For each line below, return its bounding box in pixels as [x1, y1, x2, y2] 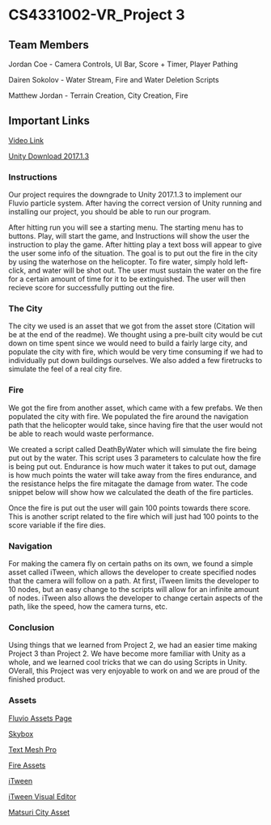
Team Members [8, 38, 89, 52]
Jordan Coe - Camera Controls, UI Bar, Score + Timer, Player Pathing [8, 59, 239, 69]
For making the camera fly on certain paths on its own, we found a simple [8, 559, 253, 568]
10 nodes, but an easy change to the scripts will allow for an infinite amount [8, 585, 260, 594]
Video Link [8, 135, 44, 145]
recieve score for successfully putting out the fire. [8, 283, 176, 293]
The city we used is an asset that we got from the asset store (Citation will [8, 321, 256, 331]
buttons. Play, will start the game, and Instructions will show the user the [8, 231, 250, 241]
